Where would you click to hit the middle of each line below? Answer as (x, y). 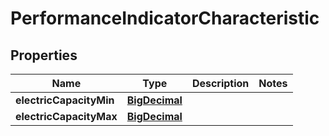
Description (220, 83)
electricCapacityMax (66, 116)
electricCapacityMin (65, 100)
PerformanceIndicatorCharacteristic (165, 18)
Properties (44, 55)
